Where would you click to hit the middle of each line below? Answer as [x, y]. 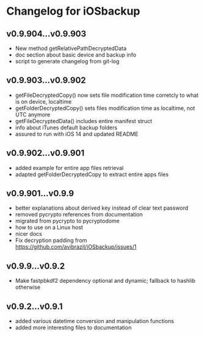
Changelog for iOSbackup [73, 11]
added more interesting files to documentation [74, 328]
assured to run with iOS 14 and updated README [77, 134]
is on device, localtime [43, 101]
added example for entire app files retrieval [69, 168]
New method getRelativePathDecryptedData [71, 48]
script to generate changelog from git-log [67, 61]
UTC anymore [33, 115]
